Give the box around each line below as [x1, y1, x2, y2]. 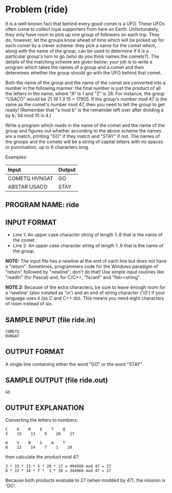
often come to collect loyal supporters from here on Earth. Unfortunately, [5, 26, 159, 32]
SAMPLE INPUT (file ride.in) [5, 315, 96, 324]
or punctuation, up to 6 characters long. [5, 144, 90, 150]
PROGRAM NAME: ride [5, 201, 80, 209]
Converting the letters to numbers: [5, 417, 79, 423]
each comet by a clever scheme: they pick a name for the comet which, [5, 42, 157, 48]
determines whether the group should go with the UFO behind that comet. [5, 69, 162, 75]
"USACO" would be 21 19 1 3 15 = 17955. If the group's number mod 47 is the [5, 96, 167, 102]
